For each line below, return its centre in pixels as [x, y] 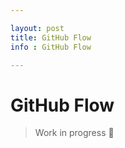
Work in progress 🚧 [74, 133]
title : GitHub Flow [51, 37]
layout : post [37, 28]
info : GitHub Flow [51, 47]
